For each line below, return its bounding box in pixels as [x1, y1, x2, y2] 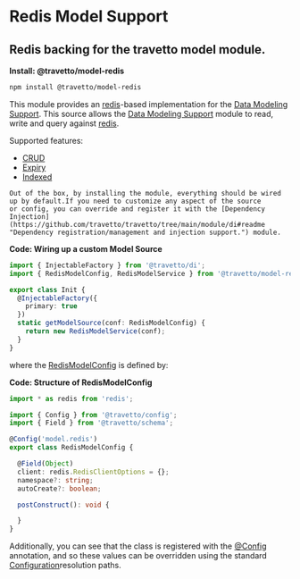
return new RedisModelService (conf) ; [25, 327, 166, 336]
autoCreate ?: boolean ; [17, 484, 102, 493]
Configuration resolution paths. [9, 560, 122, 571]
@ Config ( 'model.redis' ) [9, 435, 98, 444]
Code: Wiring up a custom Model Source [9, 243, 162, 254]
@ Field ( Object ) [17, 459, 74, 468]
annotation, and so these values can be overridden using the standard [9, 550, 268, 561]
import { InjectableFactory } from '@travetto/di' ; [9, 261, 205, 270]
